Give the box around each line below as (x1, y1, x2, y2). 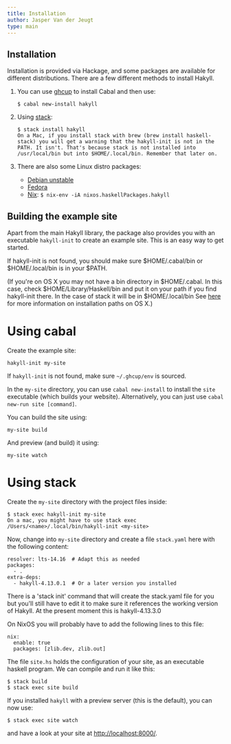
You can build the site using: (7, 413, 87, 421)
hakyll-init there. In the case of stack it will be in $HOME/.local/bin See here (7, 292, 221, 300)
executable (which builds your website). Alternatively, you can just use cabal (7, 392, 224, 401)
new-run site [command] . (7, 399, 77, 408)
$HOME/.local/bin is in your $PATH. (7, 264, 108, 272)
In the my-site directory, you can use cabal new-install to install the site (7, 385, 216, 393)
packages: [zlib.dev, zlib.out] (13, 645, 107, 652)
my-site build (7, 426, 48, 433)
